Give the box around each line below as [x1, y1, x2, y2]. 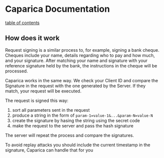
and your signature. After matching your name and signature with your [5, 58, 148, 63]
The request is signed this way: [5, 97, 69, 103]
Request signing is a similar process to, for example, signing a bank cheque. [5, 47, 160, 53]
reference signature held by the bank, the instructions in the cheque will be [5, 63, 158, 68]
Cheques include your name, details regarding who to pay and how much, [5, 52, 155, 58]
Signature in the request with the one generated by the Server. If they [5, 83, 146, 89]
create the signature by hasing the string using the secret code [12, 117, 140, 124]
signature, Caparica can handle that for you [5, 147, 94, 153]
